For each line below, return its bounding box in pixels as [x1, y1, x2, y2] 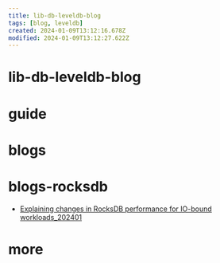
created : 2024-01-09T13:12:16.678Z [8, 26, 126, 34]
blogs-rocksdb [8, 178, 109, 195]
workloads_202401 [19, 212, 82, 222]
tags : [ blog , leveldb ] [8, 19, 83, 27]
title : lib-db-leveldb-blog [8, 11, 102, 20]
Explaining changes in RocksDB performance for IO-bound [19, 204, 212, 214]
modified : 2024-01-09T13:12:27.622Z [8, 33, 129, 42]
